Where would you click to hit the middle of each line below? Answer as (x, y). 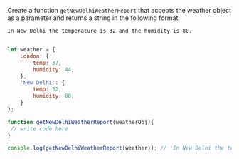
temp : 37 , (47, 63)
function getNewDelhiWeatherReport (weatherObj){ (81, 122)
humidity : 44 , (54, 70)
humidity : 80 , (54, 96)
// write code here (39, 129)
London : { (35, 56)
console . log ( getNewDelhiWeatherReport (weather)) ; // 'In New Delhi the (116, 148)
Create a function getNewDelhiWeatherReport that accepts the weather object (119, 10)
